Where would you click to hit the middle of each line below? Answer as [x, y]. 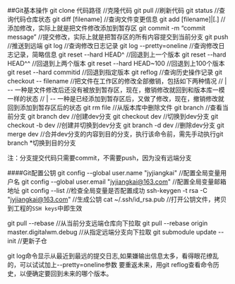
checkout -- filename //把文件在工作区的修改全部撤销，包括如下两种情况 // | [117, 81]
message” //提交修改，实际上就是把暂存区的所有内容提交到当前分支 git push [118, 37]
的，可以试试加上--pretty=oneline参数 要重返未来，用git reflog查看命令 [110, 265]
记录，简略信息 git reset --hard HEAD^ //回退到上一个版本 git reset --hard [120, 54]
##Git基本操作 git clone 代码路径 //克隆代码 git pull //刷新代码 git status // [113, 10]
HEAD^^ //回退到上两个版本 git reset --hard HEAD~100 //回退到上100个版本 [116, 63]
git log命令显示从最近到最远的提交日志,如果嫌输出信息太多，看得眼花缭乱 [113, 256]
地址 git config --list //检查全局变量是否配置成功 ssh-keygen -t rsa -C [108, 190]
